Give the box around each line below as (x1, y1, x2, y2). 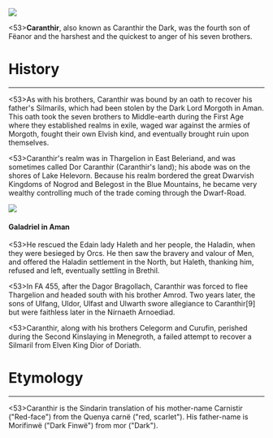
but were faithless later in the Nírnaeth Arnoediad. (8, 307, 175, 317)
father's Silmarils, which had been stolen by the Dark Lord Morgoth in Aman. (8, 102, 264, 113)
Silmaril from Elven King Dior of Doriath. (8, 340, 142, 350)
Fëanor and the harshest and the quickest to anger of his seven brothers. (8, 32, 253, 41)
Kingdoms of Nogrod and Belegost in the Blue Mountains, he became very (8, 179, 258, 189)
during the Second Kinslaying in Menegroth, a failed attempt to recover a (8, 332, 252, 341)
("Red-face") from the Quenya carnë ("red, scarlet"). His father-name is (8, 412, 249, 422)
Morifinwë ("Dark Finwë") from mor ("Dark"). (8, 421, 158, 431)
